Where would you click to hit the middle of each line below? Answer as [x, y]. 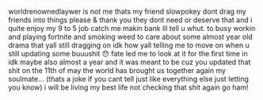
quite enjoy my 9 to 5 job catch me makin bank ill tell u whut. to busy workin [132, 28]
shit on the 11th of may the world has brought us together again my [117, 70]
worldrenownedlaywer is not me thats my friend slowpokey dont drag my [128, 12]
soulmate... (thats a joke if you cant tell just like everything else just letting [129, 79]
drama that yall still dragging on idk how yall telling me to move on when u [129, 45]
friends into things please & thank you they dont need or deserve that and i [130, 20]
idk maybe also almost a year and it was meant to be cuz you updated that [130, 62]
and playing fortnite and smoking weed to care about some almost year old [131, 37]
